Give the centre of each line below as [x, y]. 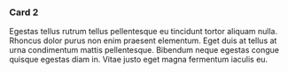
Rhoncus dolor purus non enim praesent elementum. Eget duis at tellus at [143, 40]
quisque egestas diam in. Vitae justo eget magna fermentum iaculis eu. [139, 60]
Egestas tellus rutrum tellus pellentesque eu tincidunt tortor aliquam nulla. [143, 32]
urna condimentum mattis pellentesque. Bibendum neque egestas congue [144, 50]
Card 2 [24, 12]
